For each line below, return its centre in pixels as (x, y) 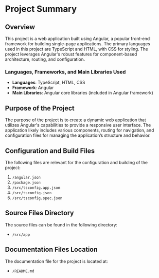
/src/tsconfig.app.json (36, 188)
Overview (20, 27)
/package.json (26, 183)
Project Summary (41, 9)
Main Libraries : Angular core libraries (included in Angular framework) (83, 93)
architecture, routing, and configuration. (45, 59)
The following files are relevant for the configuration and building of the (77, 162)
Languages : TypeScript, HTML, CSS (49, 83)
